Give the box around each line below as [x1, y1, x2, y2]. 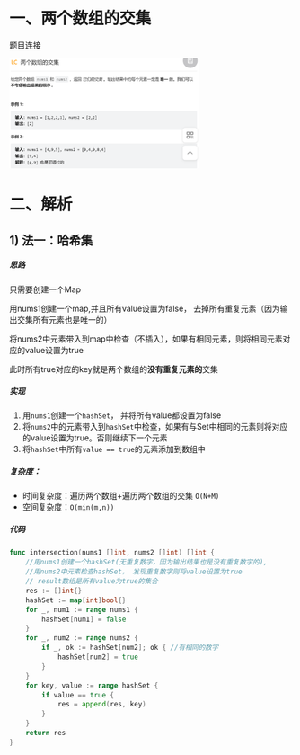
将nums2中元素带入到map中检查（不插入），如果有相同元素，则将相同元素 [9, 333, 283, 344]
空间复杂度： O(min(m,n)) [22, 502, 115, 512]
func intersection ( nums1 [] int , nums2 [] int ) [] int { [9, 548, 216, 557]
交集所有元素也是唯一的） [16, 314, 112, 324]
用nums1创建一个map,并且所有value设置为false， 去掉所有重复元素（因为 [9, 303, 280, 314]
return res [25, 729, 66, 738]
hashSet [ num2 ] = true [57, 653, 139, 662]
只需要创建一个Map [9, 284, 82, 295]
